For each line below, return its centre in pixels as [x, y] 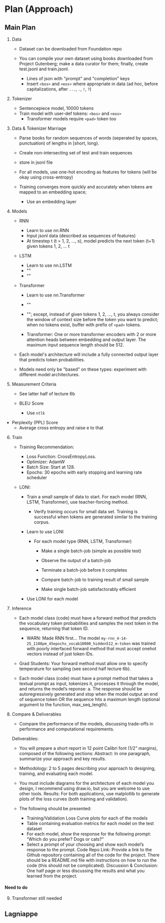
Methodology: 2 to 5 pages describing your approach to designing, [87, 768]
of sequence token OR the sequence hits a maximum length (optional [89, 699]
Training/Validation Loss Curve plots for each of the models [87, 818]
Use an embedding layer [51, 202]
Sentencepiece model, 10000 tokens [57, 108]
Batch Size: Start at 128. [51, 467]
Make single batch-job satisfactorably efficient [89, 589]
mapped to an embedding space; [53, 192]
